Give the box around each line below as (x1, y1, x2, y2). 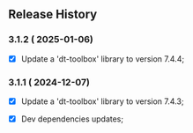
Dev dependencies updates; (20, 114, 124, 124)
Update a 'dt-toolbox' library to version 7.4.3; (20, 96, 184, 107)
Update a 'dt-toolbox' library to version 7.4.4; (20, 53, 185, 64)
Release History (8, 7, 98, 22)
